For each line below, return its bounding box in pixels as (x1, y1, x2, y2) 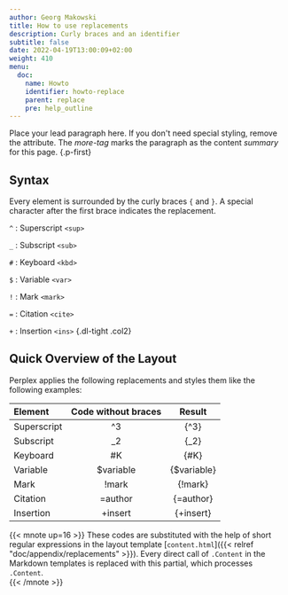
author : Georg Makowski (9, 12, 97, 22)
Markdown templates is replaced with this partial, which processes (9, 558, 253, 568)
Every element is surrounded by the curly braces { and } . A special (9, 196, 254, 207)
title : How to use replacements (9, 21, 128, 30)
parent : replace (25, 95, 86, 105)
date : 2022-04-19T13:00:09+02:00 (9, 46, 133, 55)
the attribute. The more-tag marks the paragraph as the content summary (9, 137, 279, 148)
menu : (9, 63, 29, 72)
